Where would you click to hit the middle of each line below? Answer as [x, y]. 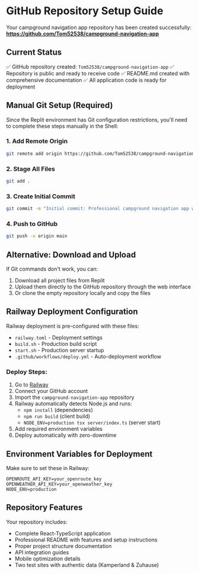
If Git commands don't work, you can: [52, 269]
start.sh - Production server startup [60, 350]
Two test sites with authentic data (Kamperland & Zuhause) [87, 565]
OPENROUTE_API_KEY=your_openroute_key [54, 479]
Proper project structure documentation [63, 546]
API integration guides [42, 552]
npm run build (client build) [57, 416]
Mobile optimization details [48, 559]
